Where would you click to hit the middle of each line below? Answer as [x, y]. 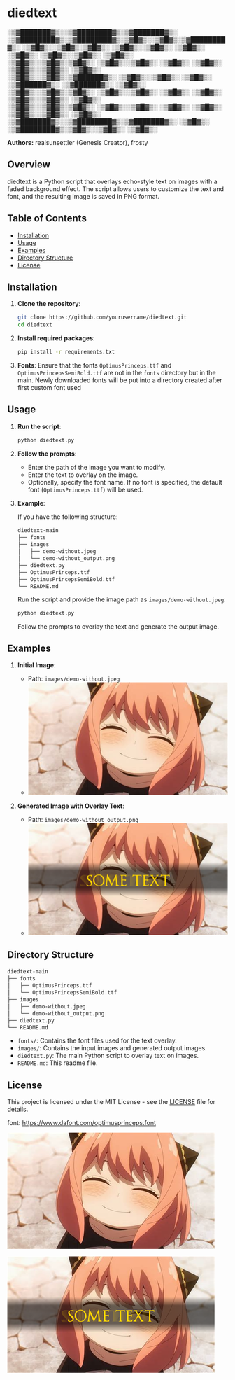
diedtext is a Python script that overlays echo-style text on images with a [113, 181]
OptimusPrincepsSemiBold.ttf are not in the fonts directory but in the [116, 373]
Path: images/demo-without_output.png [83, 819]
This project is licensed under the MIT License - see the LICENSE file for [111, 1102]
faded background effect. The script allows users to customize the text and [115, 189]
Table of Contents [47, 218]
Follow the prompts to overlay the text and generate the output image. [118, 626]
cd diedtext [35, 325]
